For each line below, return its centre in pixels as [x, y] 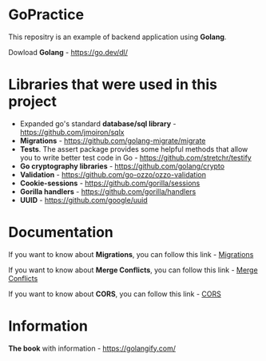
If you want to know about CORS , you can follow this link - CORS [115, 294]
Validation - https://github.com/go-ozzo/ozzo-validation [113, 174]
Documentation [61, 232]
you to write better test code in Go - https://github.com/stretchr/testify [135, 157]
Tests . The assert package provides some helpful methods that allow [134, 149]
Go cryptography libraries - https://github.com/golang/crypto [122, 166]
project [33, 102]
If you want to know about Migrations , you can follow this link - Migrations [131, 254]
